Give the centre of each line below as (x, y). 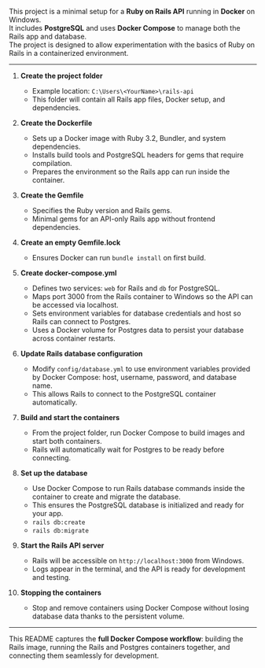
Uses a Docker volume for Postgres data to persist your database (138, 330)
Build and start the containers (70, 417)
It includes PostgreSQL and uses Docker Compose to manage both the (125, 28)
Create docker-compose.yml (68, 273)
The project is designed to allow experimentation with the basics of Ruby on (132, 45)
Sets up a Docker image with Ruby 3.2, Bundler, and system (129, 138)
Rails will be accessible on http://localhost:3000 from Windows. (138, 561)
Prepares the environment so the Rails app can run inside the (131, 172)
